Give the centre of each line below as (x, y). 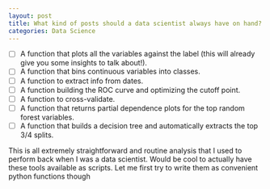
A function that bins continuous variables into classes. (110, 71)
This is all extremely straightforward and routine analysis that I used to (125, 150)
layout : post (30, 16)
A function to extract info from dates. (82, 81)
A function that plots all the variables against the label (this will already (137, 54)
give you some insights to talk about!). (84, 63)
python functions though (49, 176)
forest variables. (47, 117)
